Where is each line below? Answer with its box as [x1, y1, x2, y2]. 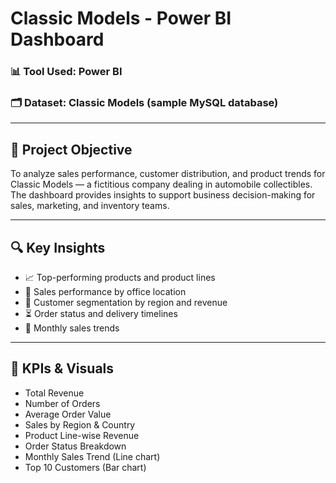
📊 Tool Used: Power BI [10, 65, 123, 79]
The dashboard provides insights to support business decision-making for [10, 189, 316, 201]
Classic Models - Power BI [10, 7, 232, 30]
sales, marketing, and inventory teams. [10, 200, 170, 212]
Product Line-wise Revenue [24, 429, 140, 441]
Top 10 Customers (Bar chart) [24, 461, 147, 473]
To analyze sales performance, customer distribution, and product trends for [10, 168, 326, 180]
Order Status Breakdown [24, 440, 127, 452]
